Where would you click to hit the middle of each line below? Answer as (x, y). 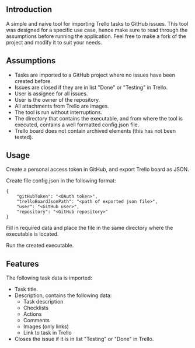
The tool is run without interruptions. (58, 112)
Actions (32, 314)
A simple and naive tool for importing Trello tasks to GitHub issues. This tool (97, 23)
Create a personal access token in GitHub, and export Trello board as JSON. (98, 170)
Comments (36, 321)
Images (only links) (46, 326)
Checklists (36, 308)
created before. (33, 81)
